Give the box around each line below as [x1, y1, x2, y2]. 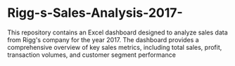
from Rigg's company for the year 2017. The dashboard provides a [7, 35, 199, 44]
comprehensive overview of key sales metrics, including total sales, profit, [7, 43, 222, 51]
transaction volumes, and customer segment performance [7, 51, 176, 59]
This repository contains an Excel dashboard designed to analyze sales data [7, 28, 229, 37]
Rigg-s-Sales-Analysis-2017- [7, 5, 183, 21]
